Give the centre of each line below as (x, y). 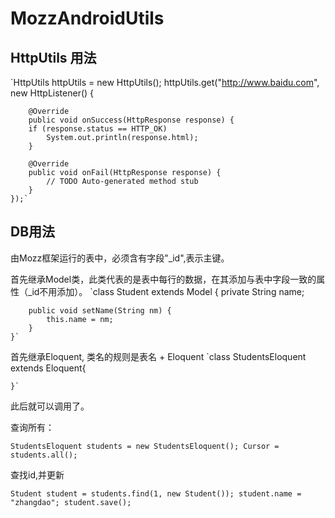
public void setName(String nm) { (100, 310)
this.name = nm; (80, 319)
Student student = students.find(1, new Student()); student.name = (156, 493)
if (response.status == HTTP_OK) (98, 129)
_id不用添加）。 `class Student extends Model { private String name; (166, 291)
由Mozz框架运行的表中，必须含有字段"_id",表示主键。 (120, 258)
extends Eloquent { (48, 368)
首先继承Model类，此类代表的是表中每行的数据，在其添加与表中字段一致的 (163, 279)
